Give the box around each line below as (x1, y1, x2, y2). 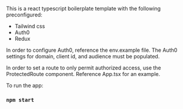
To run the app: (6, 82, 44, 89)
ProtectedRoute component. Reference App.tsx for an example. (6, 71, 161, 77)
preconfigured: (6, 11, 43, 18)
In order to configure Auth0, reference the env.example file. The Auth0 (6, 47, 178, 54)
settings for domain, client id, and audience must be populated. (6, 53, 160, 60)
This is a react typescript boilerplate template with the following (6, 5, 161, 12)
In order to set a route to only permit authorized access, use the (6, 64, 161, 71)
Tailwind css (14, 23, 45, 29)
